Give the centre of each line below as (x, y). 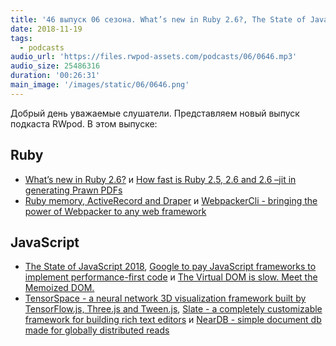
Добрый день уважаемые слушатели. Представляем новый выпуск (155, 113)
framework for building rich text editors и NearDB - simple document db (173, 320)
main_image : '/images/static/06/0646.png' (100, 85)
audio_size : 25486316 (55, 66)
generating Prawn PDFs (73, 190)
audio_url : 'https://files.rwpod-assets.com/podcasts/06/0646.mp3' (154, 57)
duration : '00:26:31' (55, 76)
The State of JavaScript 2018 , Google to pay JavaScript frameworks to (170, 267)
